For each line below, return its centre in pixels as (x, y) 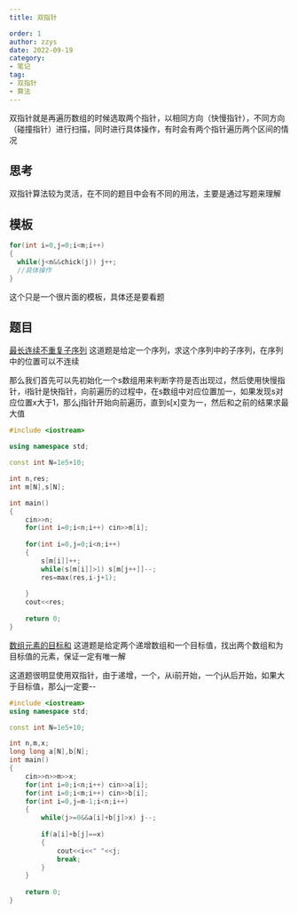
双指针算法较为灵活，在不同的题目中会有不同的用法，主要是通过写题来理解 (145, 194)
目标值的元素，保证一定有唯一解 (67, 656)
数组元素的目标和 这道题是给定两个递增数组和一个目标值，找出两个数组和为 (146, 645)
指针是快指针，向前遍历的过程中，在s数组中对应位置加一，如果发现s (151, 391)
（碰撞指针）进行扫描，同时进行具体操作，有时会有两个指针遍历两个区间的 (145, 129)
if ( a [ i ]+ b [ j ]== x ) (73, 835)
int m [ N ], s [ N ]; (37, 487)
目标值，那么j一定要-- (56, 686)
